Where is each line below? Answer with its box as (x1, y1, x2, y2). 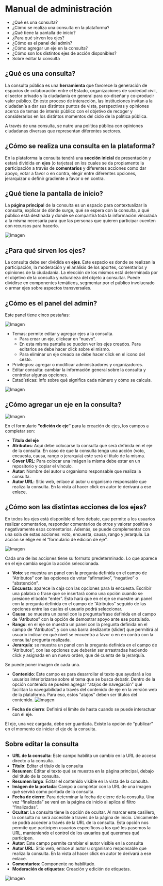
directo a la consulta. (12, 758, 54, 764)
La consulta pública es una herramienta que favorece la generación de (5, 82, 147, 88)
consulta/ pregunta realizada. (12, 637, 71, 643)
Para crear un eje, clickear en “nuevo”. (19, 336, 96, 341)
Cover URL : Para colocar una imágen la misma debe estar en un (12, 458, 141, 464)
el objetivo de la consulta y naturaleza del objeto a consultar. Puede (5, 275, 141, 281)
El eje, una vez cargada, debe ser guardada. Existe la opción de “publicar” (5, 721, 153, 726)
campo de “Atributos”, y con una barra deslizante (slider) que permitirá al (12, 627, 158, 632)
